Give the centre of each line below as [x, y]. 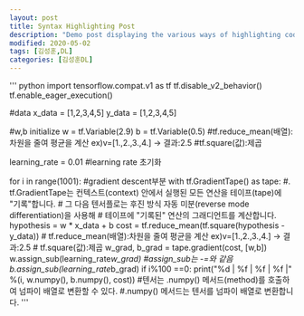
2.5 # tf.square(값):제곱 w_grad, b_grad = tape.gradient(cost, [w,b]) [143, 247]
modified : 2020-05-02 [50, 43]
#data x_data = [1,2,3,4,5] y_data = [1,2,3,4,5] [93, 113]
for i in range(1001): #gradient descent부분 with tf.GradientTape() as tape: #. [150, 181]
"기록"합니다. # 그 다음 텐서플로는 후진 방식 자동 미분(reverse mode [129, 204]
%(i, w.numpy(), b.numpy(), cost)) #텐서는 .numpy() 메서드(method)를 [138, 280]
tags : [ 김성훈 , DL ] [41, 52]
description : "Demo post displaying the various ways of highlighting [145, 34]
